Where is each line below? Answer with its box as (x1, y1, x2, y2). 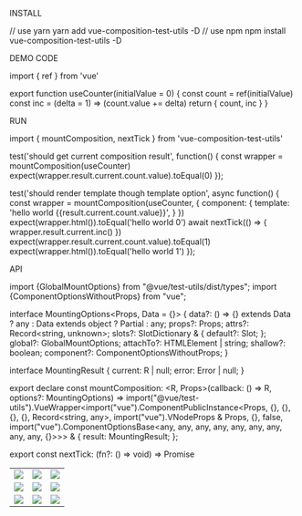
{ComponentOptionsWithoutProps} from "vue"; (9, 291, 187, 302)
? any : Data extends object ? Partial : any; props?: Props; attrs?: (9, 318, 249, 329)
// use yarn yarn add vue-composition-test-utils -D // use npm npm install (9, 26, 286, 36)
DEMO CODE (9, 53, 59, 63)
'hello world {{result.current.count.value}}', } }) (9, 207, 185, 218)
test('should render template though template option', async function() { (9, 188, 280, 199)
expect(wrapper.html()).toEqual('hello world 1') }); (9, 246, 196, 256)
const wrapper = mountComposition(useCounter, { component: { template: (9, 198, 290, 208)
